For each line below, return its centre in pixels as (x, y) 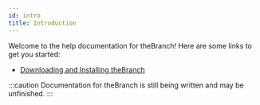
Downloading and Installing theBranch (82, 69)
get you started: (35, 54)
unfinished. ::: (31, 93)
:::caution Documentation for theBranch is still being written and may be (126, 85)
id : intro (25, 16)
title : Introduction (43, 23)
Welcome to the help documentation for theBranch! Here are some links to (130, 45)
